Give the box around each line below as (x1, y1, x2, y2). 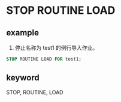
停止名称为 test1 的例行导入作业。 (14, 44, 98, 51)
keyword (6, 73, 40, 83)
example (6, 28, 40, 38)
